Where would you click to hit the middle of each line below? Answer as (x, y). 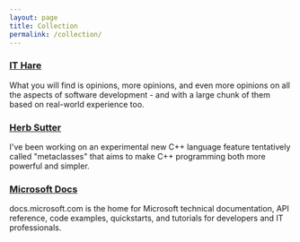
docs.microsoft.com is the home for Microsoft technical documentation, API (150, 209)
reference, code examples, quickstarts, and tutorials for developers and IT (146, 218)
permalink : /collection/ (56, 34)
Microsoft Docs (44, 189)
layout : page (34, 17)
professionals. (35, 228)
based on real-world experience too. (77, 104)
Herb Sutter (35, 127)
